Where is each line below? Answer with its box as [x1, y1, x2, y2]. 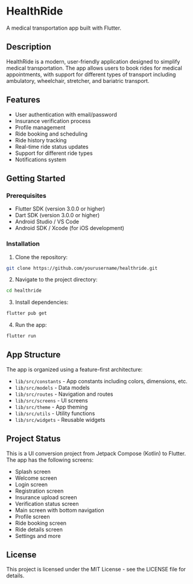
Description [6, 42, 51, 52]
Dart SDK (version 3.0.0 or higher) [14, 212, 100, 219]
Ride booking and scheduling [14, 130, 88, 137]
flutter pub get [6, 310, 47, 317]
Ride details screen [14, 525, 63, 533]
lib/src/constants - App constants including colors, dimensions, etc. [14, 377, 188, 385]
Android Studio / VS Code [14, 218, 80, 225]
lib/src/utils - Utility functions [14, 410, 95, 417]
